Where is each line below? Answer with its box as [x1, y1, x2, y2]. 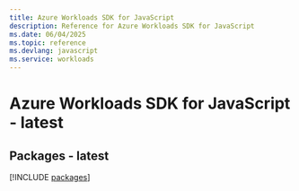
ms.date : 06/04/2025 [9, 30, 87, 39]
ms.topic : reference [9, 38, 87, 48]
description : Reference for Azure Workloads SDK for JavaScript [9, 22, 255, 30]
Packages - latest [9, 148, 110, 163]
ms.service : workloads [9, 55, 94, 64]
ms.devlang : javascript [9, 47, 99, 56]
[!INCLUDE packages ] [9, 172, 91, 182]
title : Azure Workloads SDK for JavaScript [9, 13, 175, 22]
